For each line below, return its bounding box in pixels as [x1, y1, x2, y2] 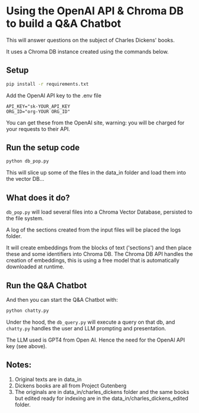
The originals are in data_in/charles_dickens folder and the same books [14, 388, 189, 395]
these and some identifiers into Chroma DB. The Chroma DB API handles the [6, 251, 193, 258]
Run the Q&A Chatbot [6, 280, 87, 290]
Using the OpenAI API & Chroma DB [6, 4, 184, 18]
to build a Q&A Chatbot [6, 17, 122, 30]
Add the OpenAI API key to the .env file [6, 92, 102, 99]
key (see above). [6, 342, 48, 349]
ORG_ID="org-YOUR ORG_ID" [6, 108, 70, 114]
